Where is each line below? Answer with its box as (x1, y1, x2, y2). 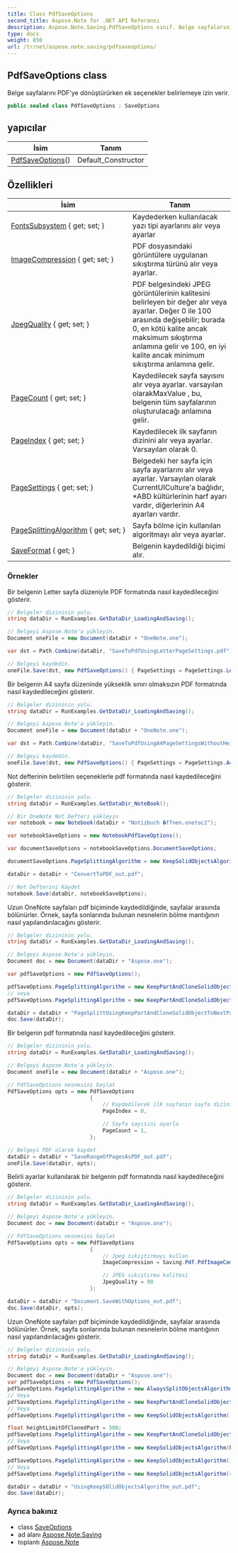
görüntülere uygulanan (132, 250, 208, 260)
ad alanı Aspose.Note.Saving (17, 1530, 102, 1539)
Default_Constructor (77, 155, 144, 165)
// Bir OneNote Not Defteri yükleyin (7, 813, 119, 820)
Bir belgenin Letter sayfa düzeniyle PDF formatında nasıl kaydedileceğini (7, 587, 219, 596)
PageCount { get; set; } (11, 393, 86, 403)
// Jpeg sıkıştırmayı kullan (102, 1252, 189, 1260)
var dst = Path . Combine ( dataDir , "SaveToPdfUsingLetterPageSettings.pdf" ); (7, 647, 236, 655)
